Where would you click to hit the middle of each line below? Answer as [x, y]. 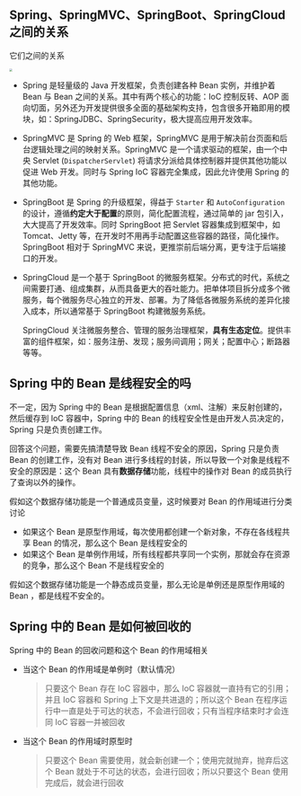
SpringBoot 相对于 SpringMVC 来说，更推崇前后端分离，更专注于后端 [150, 247]
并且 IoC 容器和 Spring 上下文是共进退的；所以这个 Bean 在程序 [162, 699]
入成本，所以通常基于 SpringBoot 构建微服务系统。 [116, 311]
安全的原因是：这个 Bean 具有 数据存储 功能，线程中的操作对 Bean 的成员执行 [150, 471]
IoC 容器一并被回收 [90, 721]
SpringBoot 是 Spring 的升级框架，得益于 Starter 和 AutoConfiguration [154, 202]
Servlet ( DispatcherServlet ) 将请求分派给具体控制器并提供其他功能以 [160, 161]
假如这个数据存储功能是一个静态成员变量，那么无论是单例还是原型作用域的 [147, 584]
